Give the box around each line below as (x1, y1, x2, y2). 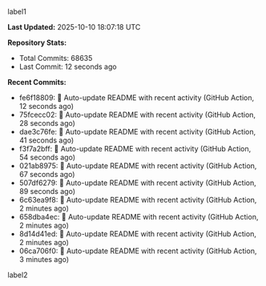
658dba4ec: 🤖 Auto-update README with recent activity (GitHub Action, (18, 212, 259, 221)
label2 (7, 270, 28, 280)
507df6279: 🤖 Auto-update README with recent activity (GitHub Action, (18, 178, 257, 187)
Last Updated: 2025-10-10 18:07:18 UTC (7, 22, 141, 31)
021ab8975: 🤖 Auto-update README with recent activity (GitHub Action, (18, 161, 257, 171)
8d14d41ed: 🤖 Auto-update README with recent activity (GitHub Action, (18, 229, 257, 239)
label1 (7, 7, 27, 16)
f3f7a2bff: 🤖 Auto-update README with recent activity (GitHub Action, (18, 144, 252, 153)
